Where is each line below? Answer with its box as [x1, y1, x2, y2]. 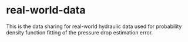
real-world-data [6, 3, 86, 17]
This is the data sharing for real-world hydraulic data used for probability [6, 23, 182, 30]
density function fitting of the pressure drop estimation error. [6, 29, 153, 36]
